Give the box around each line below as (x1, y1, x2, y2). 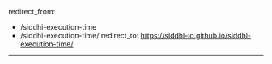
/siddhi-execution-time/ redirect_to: (19, 31, 139, 40)
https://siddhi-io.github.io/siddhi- (140, 31, 252, 40)
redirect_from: (8, 7, 56, 16)
